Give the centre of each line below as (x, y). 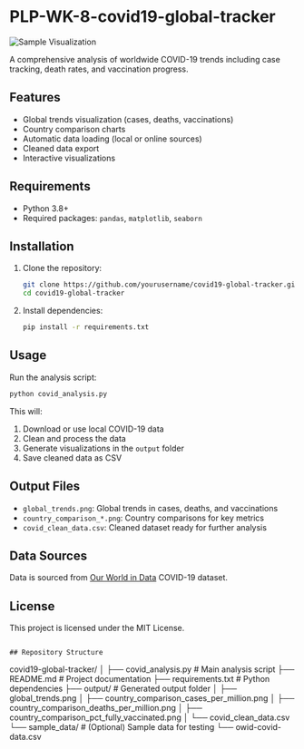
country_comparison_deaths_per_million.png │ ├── (106, 708)
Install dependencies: (63, 311)
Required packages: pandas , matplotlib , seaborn (112, 218)
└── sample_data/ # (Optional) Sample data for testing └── (122, 727)
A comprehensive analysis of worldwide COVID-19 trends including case (145, 59)
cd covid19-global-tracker (74, 293)
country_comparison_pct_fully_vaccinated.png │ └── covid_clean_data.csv (150, 717)
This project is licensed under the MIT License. (97, 628)
